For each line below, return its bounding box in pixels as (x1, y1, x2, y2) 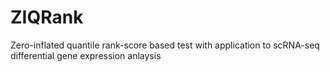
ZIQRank (10, 6, 84, 29)
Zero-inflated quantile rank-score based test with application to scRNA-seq (10, 39, 320, 51)
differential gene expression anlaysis (10, 49, 162, 61)
